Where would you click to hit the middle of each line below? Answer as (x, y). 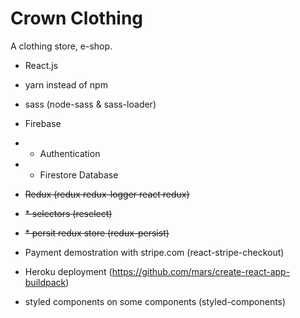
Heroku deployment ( (68, 271)
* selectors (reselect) (68, 213)
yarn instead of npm (66, 84)
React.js (41, 65)
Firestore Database (79, 174)
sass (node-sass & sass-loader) (90, 104)
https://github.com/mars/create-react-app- (201, 271)
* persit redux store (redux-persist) (97, 233)
